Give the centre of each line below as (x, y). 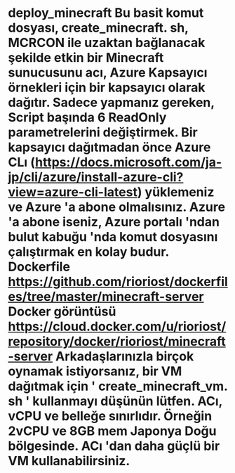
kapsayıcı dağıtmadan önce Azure (109, 147)
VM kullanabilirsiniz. (69, 461)
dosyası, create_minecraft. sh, (98, 28)
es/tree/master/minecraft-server (106, 297)
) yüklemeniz (176, 192)
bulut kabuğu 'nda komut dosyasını (113, 237)
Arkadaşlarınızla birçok (125, 357)
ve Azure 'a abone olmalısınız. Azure (117, 207)
